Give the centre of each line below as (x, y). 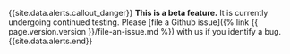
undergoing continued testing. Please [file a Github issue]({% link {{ (133, 22)
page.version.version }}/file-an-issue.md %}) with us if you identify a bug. (145, 31)
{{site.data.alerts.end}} (51, 41)
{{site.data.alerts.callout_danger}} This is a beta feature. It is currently (138, 13)
